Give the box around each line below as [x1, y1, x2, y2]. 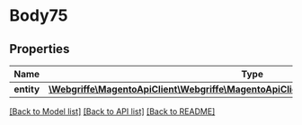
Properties [9, 41, 70, 57]
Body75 [9, 5, 68, 26]
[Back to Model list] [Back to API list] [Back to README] [9, 106, 216, 117]
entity [13, 83, 40, 95]
